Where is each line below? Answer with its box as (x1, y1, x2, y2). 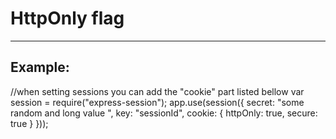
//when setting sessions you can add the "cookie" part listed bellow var (10, 85, 305, 97)
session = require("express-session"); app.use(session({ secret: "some (10, 96, 305, 108)
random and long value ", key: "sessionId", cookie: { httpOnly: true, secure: (10, 107, 318, 119)
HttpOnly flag (10, 7, 125, 30)
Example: (10, 59, 70, 76)
